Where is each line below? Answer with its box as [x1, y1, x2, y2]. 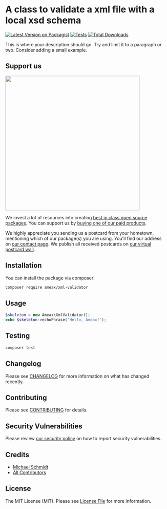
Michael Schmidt [12, 464, 49, 470]
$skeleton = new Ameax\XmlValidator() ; [5, 312, 91, 318]
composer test [5, 345, 36, 350]
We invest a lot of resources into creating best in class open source [5, 214, 148, 220]
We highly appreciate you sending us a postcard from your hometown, [5, 230, 154, 236]
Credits [5, 450, 30, 459]
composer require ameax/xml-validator [5, 285, 88, 290]
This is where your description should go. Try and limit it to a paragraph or [5, 41, 162, 47]
